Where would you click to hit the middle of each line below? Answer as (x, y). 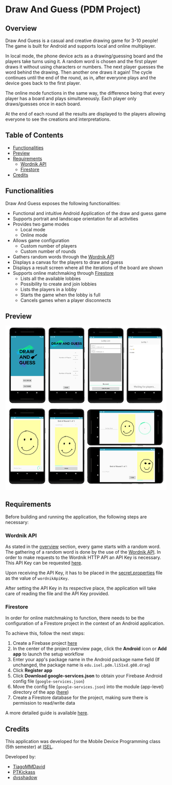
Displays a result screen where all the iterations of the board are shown (88, 268)
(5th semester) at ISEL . (29, 747)
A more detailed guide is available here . (47, 713)
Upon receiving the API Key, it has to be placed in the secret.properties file (84, 573)
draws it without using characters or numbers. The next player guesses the (84, 67)
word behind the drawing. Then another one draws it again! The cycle (79, 72)
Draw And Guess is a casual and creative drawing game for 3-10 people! (82, 40)
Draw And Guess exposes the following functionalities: (63, 203)
